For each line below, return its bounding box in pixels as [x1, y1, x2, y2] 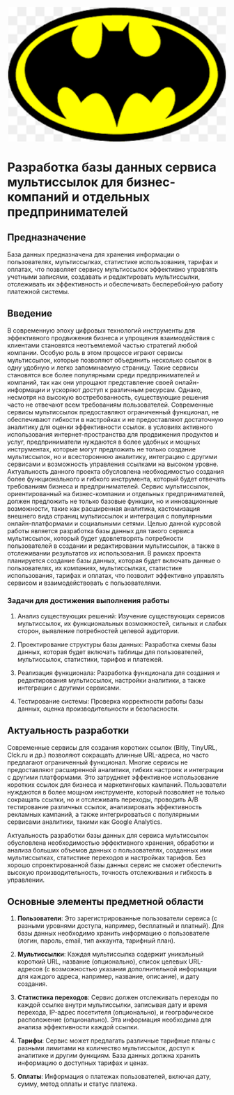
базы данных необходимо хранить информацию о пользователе [17, 929, 210, 938]
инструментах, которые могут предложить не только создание [7, 444, 196, 454]
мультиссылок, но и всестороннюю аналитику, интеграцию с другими [7, 452, 217, 461]
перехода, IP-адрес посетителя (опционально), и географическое [17, 1008, 214, 1017]
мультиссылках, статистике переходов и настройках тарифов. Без [7, 853, 206, 862]
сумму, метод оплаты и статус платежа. [17, 1080, 137, 1088]
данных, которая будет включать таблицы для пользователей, [17, 647, 203, 656]
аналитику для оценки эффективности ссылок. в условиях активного [7, 423, 214, 431]
